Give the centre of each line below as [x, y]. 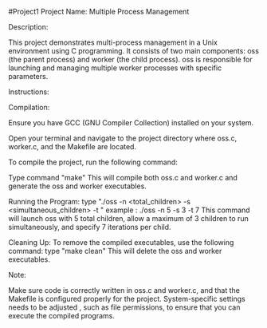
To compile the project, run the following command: [93, 162]
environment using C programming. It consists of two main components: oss [133, 51]
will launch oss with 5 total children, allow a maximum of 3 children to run [128, 218]
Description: [28, 27]
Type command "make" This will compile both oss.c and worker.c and [123, 178]
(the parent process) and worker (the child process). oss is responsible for [130, 59]
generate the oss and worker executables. [78, 186]
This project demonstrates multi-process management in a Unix [113, 42]
